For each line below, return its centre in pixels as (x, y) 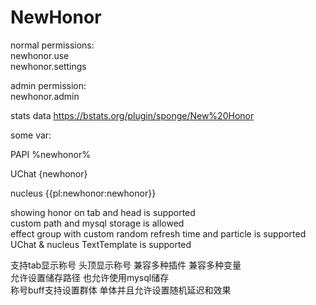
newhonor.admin (45, 96)
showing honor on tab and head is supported (103, 212)
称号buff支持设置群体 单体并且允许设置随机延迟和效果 (121, 290)
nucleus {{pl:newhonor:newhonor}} (83, 193)
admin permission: (48, 85)
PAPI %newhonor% (50, 154)
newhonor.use (40, 55)
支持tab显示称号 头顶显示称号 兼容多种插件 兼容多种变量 (126, 265)
